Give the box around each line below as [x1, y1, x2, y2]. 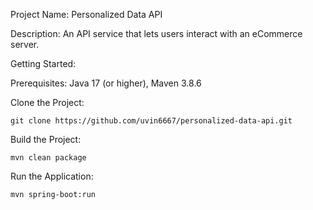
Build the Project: [10, 134, 82, 145]
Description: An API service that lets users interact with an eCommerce [10, 28, 303, 39]
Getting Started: [10, 58, 77, 69]
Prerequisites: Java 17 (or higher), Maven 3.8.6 [10, 77, 202, 89]
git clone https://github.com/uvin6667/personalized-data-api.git [10, 116, 293, 126]
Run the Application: [10, 170, 94, 182]
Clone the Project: [10, 97, 85, 108]
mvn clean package [10, 153, 87, 163]
